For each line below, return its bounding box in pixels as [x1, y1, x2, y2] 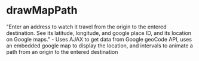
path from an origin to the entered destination [6, 48, 118, 55]
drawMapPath [6, 4, 78, 17]
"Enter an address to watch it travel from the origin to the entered [6, 23, 167, 30]
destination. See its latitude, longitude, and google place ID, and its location [6, 29, 192, 36]
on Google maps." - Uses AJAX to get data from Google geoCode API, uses [6, 36, 192, 43]
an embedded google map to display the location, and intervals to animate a [6, 42, 193, 49]
